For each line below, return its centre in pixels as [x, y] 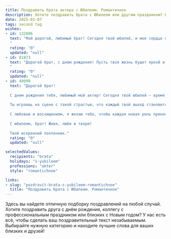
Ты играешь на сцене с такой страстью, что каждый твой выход [77, 105]
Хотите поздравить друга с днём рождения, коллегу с [64, 209]
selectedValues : [22, 152]
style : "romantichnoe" [34, 171]
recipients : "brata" [32, 157]
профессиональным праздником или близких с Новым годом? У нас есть [85, 215]
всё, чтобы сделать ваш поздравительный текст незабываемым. [76, 220]
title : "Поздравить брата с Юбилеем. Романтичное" [65, 190]
